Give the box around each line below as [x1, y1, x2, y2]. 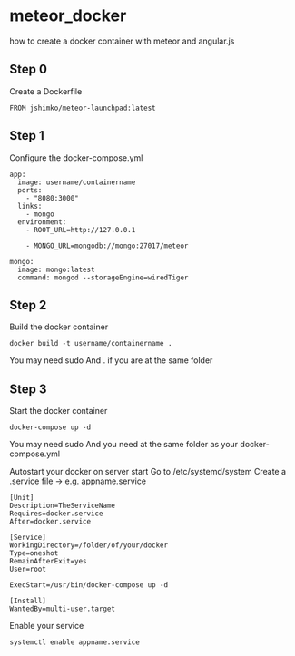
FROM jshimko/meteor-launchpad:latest [9, 103, 156, 113]
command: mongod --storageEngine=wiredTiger [17, 273, 189, 282]
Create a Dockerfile [9, 85, 83, 96]
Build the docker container [9, 321, 109, 332]
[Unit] [9, 494, 34, 503]
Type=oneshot [9, 549, 59, 558]
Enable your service [9, 621, 84, 632]
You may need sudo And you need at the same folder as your [9, 439, 239, 450]
